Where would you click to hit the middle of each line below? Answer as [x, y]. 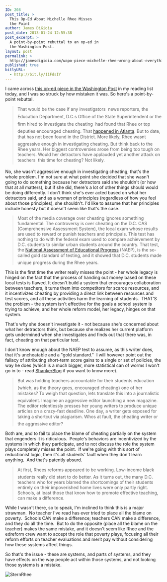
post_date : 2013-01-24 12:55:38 [39, 33]
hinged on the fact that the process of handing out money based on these [81, 277]
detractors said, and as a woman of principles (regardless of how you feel [81, 198]
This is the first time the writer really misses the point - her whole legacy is [82, 272]
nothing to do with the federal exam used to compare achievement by [88, 239]
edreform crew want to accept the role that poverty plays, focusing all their [82, 534]
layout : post [19, 51]
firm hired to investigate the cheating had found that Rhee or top [84, 124]
